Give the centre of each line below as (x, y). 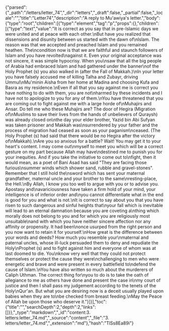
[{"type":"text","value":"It (31, 29)
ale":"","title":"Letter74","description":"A (47, 18)
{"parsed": (16, 7)
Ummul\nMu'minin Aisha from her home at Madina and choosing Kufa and (82, 82)
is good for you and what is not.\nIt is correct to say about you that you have (84, 200)
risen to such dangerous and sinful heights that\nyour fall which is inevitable (84, 205)
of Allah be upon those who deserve (43, 302)
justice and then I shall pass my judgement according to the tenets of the (81, 286)
